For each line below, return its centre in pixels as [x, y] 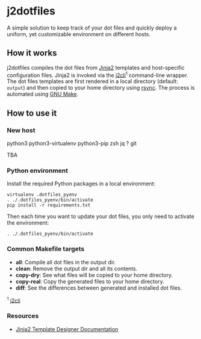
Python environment [38, 171]
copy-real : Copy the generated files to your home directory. [90, 281]
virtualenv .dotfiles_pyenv [42, 195]
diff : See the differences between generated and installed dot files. [99, 288]
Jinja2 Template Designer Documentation [67, 329]
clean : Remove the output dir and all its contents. [76, 269]
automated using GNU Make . [43, 94]
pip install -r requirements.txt [49, 205]
